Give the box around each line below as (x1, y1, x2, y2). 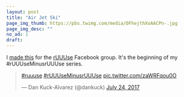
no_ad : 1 (6, 32, 29, 38)
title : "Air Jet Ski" (6, 15, 61, 21)
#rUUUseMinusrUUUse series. (6, 60, 83, 67)
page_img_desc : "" (6, 25, 53, 32)
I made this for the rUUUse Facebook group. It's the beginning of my (6, 54, 178, 61)
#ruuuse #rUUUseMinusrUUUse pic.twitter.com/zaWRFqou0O (21, 72, 177, 79)
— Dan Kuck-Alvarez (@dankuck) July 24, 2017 (21, 84, 140, 91)
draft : (6, 37, 23, 43)
